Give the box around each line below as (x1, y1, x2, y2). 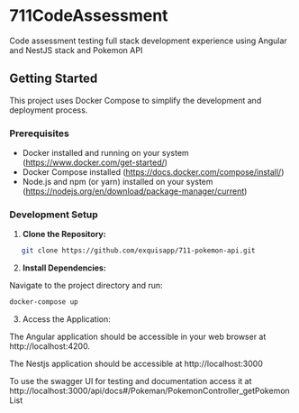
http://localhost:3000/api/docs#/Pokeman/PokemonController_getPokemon (9, 385, 290, 397)
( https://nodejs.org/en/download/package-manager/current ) (22, 186, 248, 197)
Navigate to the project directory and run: (9, 280, 164, 291)
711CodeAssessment (9, 5, 168, 26)
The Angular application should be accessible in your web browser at (9, 331, 267, 343)
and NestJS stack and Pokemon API (9, 44, 143, 55)
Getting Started (9, 71, 98, 87)
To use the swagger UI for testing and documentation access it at (9, 376, 252, 387)
